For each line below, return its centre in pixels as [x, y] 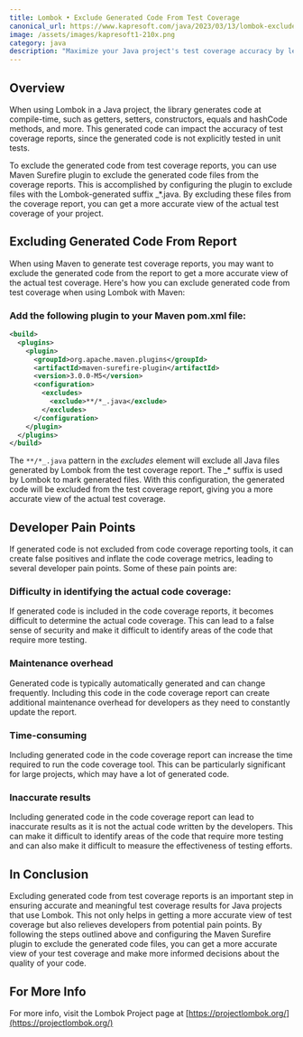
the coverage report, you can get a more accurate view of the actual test [144, 203]
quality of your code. [48, 963]
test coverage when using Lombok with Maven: [97, 292]
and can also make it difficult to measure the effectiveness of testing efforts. [151, 846]
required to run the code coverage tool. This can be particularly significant [147, 764]
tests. [19, 148]
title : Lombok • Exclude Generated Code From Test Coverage [125, 18]
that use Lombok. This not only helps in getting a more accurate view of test [151, 915]
